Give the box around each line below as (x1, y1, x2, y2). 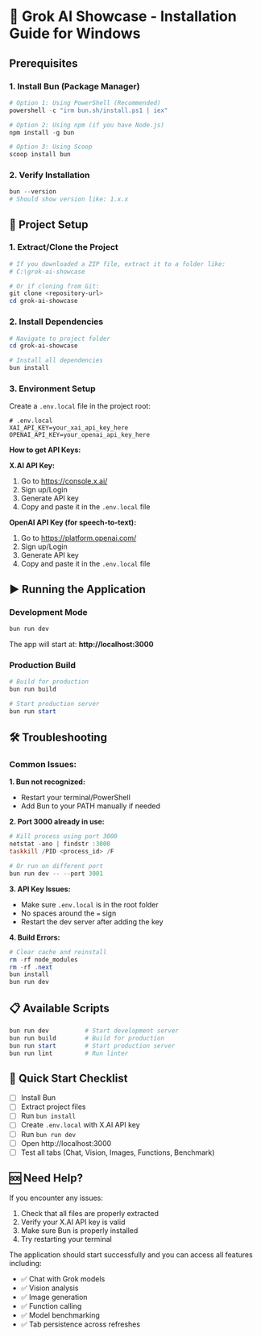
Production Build (9, 659, 76, 671)
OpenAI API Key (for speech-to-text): (9, 517, 137, 527)
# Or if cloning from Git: (9, 282, 100, 290)
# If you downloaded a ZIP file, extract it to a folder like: (9, 260, 226, 268)
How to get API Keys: (9, 445, 81, 455)
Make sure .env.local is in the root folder (20, 899, 159, 909)
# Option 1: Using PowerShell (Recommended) (9, 98, 161, 107)
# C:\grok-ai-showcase (9, 268, 85, 276)
